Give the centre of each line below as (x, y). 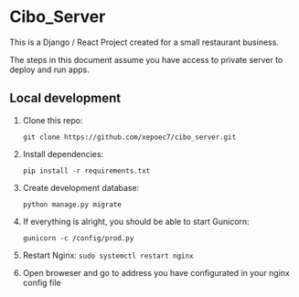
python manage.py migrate (72, 204)
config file (42, 282)
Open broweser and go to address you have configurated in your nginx (156, 272)
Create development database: (81, 187)
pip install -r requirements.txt (86, 171)
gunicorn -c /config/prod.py (78, 238)
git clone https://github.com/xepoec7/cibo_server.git (129, 137)
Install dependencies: (63, 154)
